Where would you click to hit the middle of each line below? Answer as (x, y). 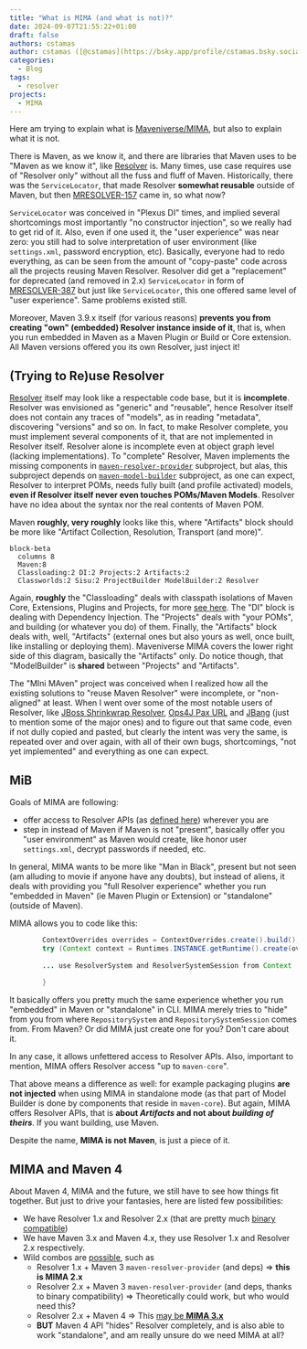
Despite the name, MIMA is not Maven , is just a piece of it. (120, 1141)
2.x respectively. (53, 1248)
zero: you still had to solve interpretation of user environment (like (133, 242)
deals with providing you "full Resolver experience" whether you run (138, 886)
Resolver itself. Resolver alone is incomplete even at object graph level (142, 446)
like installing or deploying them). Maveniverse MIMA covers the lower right (152, 646)
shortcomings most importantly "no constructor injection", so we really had (151, 223)
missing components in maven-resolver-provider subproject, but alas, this (148, 466)
